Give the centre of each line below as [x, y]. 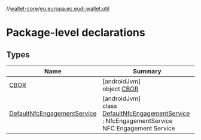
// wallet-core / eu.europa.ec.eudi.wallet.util [58, 9]
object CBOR [121, 89]
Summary [147, 71]
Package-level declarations [76, 33]
